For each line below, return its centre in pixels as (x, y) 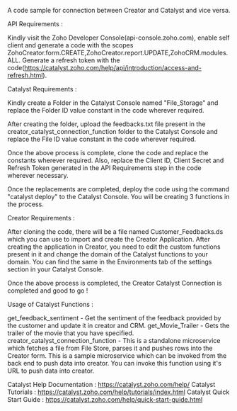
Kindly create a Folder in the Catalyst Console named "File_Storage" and (113, 103)
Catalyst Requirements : (42, 89)
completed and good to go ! (48, 291)
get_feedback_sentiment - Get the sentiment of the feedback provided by (114, 318)
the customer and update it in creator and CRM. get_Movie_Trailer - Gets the (118, 326)
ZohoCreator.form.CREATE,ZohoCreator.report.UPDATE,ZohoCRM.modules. (118, 53)
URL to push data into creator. (51, 371)
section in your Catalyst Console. (56, 269)
